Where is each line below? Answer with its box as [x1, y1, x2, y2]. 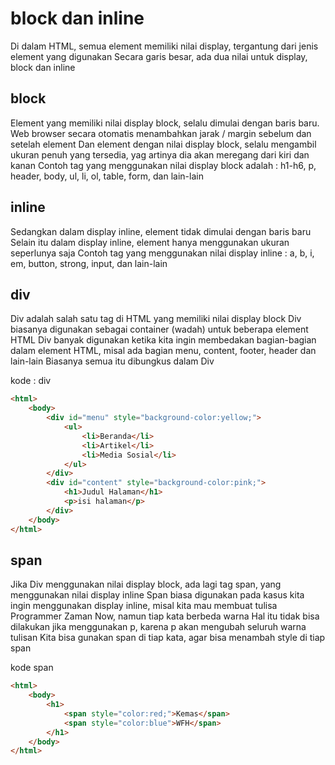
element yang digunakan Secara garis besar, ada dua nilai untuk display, [10, 50, 308, 62]
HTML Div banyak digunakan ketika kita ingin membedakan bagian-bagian [10, 334, 317, 346]
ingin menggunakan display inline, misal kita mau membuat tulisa [10, 600, 278, 612]
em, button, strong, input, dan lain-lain [10, 257, 168, 269]
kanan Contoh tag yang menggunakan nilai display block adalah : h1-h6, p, [10, 159, 317, 171]
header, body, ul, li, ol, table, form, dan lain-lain [10, 170, 204, 182]
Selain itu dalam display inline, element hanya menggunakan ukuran [10, 236, 290, 248]
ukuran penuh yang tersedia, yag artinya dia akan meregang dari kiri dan [10, 148, 310, 161]
